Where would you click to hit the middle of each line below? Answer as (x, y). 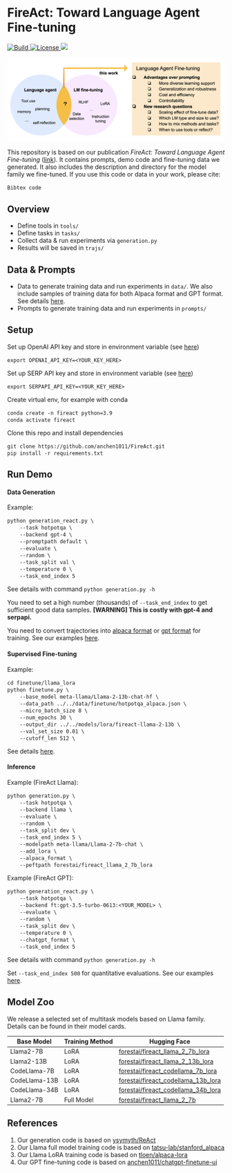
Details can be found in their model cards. (67, 1026)
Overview (29, 209)
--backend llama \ (46, 810)
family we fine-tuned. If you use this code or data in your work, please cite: (114, 174)
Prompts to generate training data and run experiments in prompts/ (112, 308)
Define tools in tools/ (48, 226)
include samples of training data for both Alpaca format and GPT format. (120, 293)
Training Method (89, 1042)
